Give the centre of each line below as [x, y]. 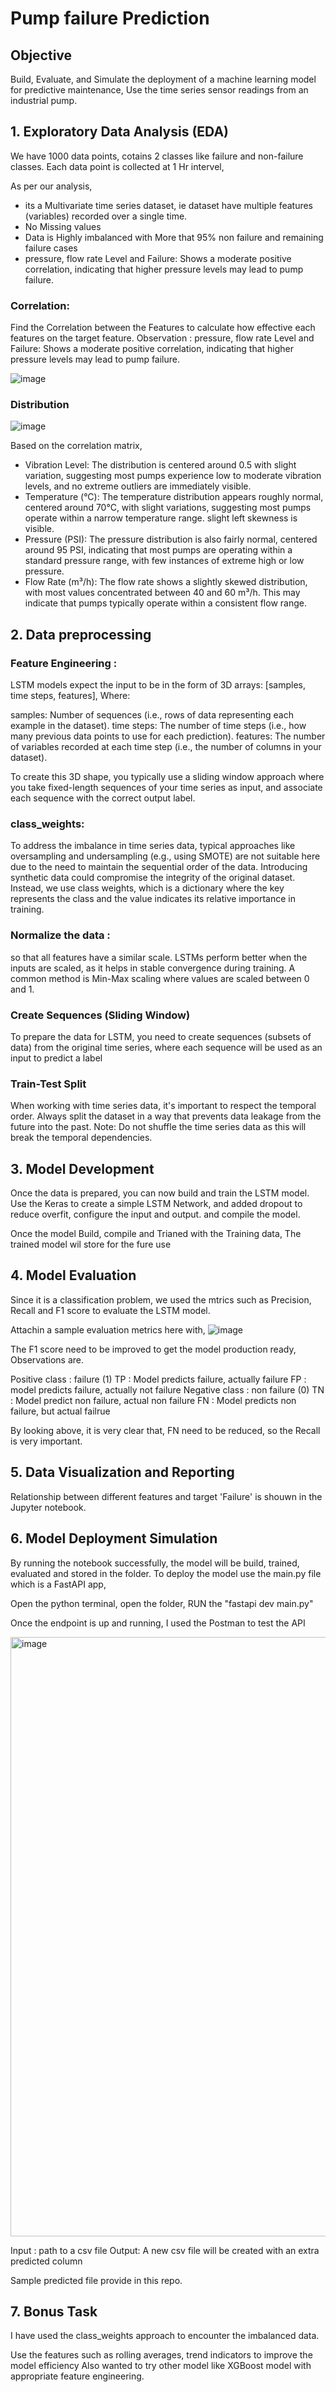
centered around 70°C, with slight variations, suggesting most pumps [168, 508]
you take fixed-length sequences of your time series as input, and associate [166, 788]
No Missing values [63, 226]
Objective [41, 55]
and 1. [22, 989]
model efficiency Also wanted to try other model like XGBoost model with [161, 2366]
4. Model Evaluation [73, 1275]
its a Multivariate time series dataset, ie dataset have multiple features [169, 205]
